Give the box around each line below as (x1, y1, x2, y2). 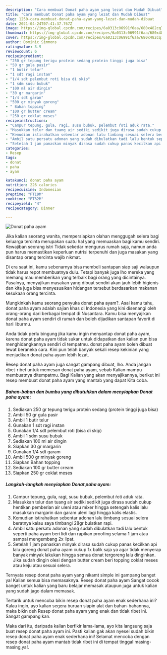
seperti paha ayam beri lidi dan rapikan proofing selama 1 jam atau (12, 531, 148, 537)
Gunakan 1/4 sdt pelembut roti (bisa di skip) (12, 428, 102, 434)
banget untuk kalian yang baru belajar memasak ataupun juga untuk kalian (5, 582, 158, 589)
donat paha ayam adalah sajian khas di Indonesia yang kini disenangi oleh (5, 305, 157, 311)
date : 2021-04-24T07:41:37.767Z (5, 21, 72, 26)
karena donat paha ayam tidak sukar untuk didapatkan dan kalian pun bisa (5, 336, 158, 342)
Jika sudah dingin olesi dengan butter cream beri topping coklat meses (12, 557, 158, 563)
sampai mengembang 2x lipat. (12, 536, 75, 542)
